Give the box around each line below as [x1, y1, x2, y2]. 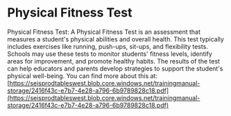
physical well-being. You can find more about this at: [7, 71, 158, 80]
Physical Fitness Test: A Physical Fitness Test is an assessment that [7, 28, 201, 36]
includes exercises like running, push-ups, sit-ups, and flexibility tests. [7, 42, 208, 50]
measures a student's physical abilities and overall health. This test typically [7, 35, 224, 43]
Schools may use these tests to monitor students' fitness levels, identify [7, 50, 213, 58]
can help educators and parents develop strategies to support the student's [7, 64, 223, 72]
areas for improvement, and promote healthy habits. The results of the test [7, 57, 221, 65]
